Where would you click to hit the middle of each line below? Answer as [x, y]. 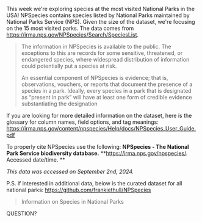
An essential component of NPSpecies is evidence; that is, [95, 78]
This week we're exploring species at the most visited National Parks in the [101, 9]
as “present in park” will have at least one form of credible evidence [106, 97]
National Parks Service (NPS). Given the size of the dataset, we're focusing [101, 22]
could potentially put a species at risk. [69, 66]
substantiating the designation [59, 104]
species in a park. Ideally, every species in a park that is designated [106, 91]
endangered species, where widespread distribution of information [105, 59]
